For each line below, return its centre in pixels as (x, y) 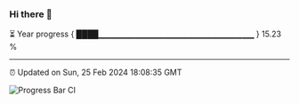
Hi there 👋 (31, 14)
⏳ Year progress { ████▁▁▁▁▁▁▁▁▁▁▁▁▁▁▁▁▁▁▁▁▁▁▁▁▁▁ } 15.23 (145, 34)
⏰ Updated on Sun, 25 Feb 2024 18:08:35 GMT (96, 72)
